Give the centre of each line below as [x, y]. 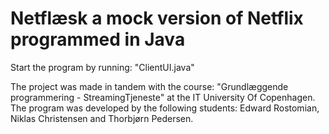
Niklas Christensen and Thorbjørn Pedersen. [102, 118]
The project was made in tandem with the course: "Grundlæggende [149, 86]
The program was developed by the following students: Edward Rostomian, [165, 108]
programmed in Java [98, 39]
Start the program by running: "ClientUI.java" [102, 67]
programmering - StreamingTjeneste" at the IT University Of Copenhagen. [163, 97]
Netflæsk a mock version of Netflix [157, 18]
